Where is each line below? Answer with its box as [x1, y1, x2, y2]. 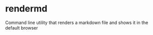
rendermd [5, 3, 48, 14]
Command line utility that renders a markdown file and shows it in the [5, 19, 148, 25]
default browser [5, 24, 38, 30]
